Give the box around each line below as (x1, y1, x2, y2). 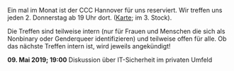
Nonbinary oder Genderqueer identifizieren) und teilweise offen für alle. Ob (7, 34, 227, 43)
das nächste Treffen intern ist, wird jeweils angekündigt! (7, 42, 172, 50)
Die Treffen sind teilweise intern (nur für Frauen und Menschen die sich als (7, 27, 225, 35)
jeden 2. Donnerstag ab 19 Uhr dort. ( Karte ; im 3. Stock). (7, 13, 172, 22)
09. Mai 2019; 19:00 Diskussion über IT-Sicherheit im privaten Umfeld (7, 56, 213, 64)
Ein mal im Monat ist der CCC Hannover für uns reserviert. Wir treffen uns (7, 6, 223, 14)
